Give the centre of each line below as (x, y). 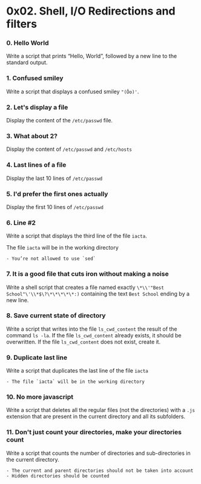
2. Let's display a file (37, 107)
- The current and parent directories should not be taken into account (100, 471)
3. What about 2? (32, 136)
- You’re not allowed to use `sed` (51, 259)
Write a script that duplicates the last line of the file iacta (77, 371)
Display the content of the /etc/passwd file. (60, 121)
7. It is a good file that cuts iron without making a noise (87, 274)
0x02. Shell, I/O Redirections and (91, 11)
